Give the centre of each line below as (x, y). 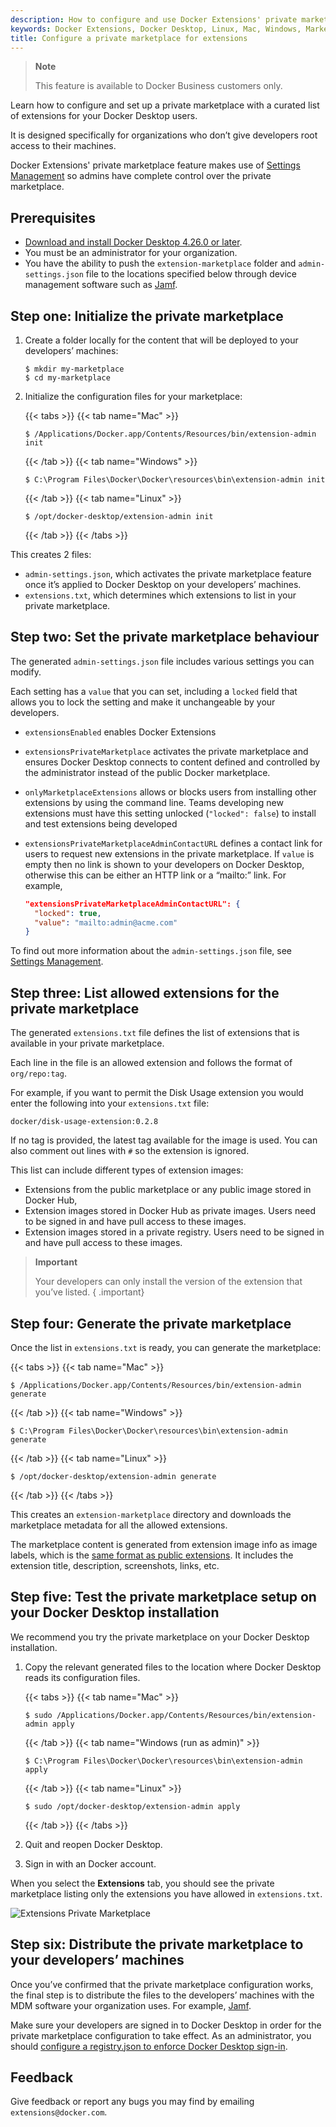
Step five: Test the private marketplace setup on (163, 1597)
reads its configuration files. (82, 1677)
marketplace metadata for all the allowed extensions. (119, 1525)
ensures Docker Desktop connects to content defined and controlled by (172, 762)
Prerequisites (53, 217)
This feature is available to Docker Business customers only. (158, 86)
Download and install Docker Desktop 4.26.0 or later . (133, 242)
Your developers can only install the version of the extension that (168, 1282)
